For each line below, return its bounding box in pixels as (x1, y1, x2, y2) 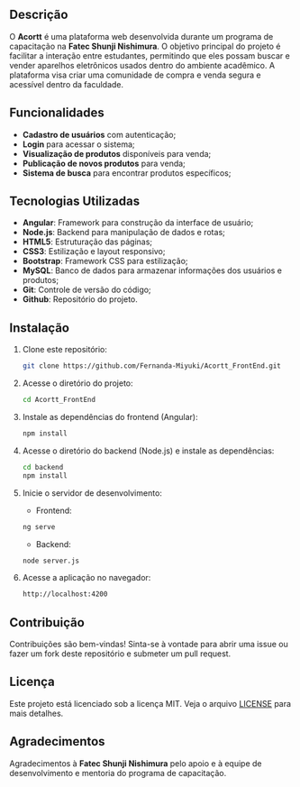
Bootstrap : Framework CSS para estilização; (22, 256, 188, 267)
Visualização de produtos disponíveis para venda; (22, 148, 212, 159)
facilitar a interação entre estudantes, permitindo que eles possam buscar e (9, 50, 290, 61)
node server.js (22, 556, 80, 565)
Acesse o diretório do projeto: (22, 378, 133, 389)
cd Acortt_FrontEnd (22, 396, 96, 405)
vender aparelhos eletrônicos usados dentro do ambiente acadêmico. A (9, 59, 276, 70)
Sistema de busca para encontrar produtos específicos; (22, 167, 232, 178)
